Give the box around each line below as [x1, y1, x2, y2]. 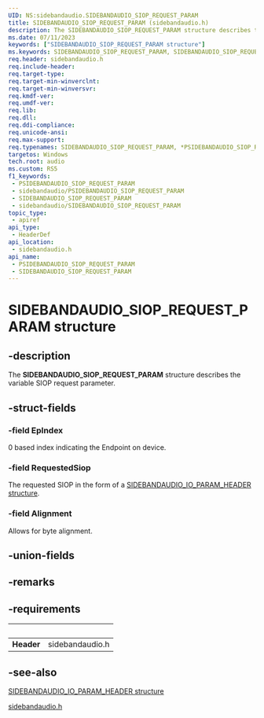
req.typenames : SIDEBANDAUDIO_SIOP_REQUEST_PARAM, [8, 143, 178, 151]
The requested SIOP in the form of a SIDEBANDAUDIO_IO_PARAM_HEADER [8, 481, 251, 490]
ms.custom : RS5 [8, 165, 58, 173]
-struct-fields [8, 401, 76, 414]
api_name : [8, 252, 41, 260]
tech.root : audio [8, 158, 65, 166]
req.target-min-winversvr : [8, 84, 97, 93]
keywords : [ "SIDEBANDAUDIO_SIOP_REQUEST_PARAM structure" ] [8, 41, 206, 49]
